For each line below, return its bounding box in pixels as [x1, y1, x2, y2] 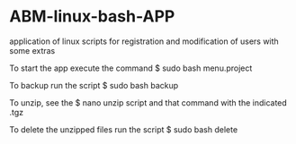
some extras [9, 45, 56, 55]
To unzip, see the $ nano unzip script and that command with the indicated [9, 97, 288, 108]
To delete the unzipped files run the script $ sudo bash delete [9, 123, 238, 135]
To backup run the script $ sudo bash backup [9, 80, 179, 90]
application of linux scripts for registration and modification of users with [9, 36, 279, 47]
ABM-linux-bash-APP [9, 6, 175, 27]
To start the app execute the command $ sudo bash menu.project [9, 63, 253, 73]
